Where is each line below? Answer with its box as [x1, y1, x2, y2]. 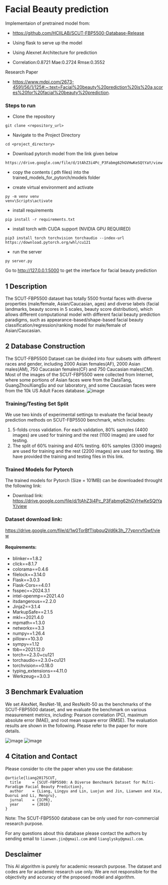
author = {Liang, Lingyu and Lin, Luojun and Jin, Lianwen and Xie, [10, 788, 163, 794]
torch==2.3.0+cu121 [12, 651, 54, 658]
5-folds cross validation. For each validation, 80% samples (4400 [12, 427, 148, 433]
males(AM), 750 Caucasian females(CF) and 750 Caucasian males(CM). [5, 366, 154, 372]
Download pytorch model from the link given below [12, 151, 118, 157]
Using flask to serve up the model [12, 39, 83, 46]
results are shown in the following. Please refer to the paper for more [5, 722, 147, 728]
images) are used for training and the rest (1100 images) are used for [12, 432, 154, 438]
